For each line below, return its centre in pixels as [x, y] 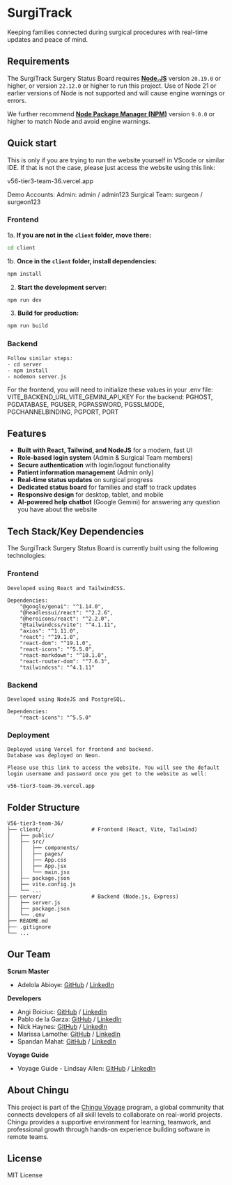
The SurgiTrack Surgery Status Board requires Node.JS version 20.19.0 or [114, 78]
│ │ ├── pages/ [36, 854]
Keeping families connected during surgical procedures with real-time [107, 32]
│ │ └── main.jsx [39, 872]
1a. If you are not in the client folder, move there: [79, 235]
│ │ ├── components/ [43, 848]
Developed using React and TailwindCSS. [67, 588]
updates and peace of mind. [48, 39]
